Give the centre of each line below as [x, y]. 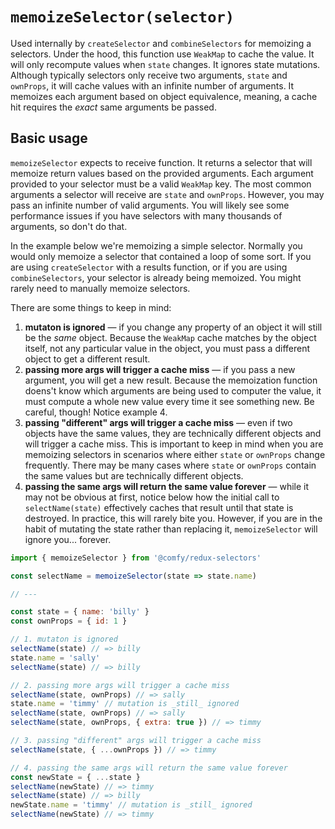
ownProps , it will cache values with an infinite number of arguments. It [152, 85]
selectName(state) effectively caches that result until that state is [159, 507]
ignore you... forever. [68, 539]
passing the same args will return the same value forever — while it [167, 486]
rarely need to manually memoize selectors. [100, 288]
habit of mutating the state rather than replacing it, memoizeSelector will [171, 529]
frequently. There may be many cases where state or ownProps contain [170, 465]
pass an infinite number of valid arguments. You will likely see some [150, 205]
